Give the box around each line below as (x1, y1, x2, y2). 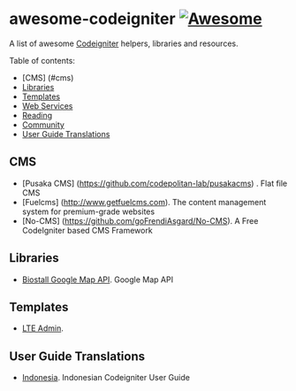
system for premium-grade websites (21, 206, 156, 217)
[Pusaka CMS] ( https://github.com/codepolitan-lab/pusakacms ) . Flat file (21, 178, 288, 188)
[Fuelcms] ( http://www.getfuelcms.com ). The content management (21, 196, 267, 207)
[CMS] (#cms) (21, 72, 74, 83)
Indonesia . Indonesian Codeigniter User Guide (21, 372, 190, 383)
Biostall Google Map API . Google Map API (21, 274, 174, 285)
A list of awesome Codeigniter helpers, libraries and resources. (9, 38, 239, 49)
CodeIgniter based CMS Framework (21, 225, 153, 235)
